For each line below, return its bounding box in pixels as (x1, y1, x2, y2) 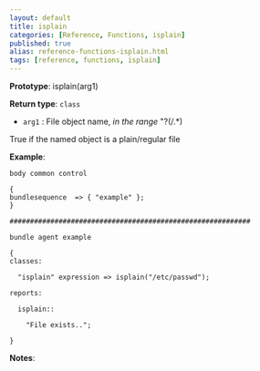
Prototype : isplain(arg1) (9, 81, 99, 91)
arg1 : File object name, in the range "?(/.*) (22, 116, 183, 127)
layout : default (9, 13, 71, 23)
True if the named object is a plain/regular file (9, 134, 181, 144)
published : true (9, 38, 71, 48)
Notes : (9, 353, 36, 363)
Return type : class (9, 98, 80, 109)
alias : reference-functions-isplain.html (9, 47, 170, 57)
